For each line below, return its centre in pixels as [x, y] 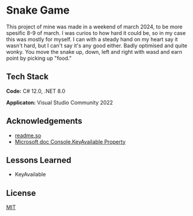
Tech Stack [27, 77]
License [21, 193]
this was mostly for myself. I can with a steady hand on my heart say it [92, 39]
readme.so [28, 135]
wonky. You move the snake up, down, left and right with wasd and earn [94, 51]
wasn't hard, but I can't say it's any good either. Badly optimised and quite [97, 46]
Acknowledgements [44, 121]
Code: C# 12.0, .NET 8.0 [36, 91]
